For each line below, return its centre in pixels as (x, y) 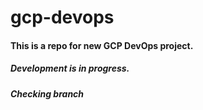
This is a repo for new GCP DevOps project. (102, 45)
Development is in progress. (70, 68)
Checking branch (47, 93)
